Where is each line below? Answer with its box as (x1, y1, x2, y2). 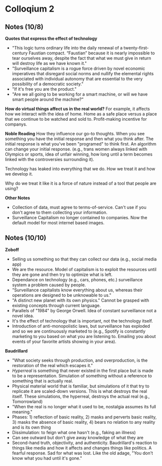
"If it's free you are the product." (12, 86, 77, 92)
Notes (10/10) (5, 234, 47, 242)
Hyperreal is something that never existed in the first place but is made (12, 368, 154, 373)
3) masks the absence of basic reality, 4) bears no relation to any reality (12, 419, 156, 425)
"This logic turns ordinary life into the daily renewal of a (12, 45, 123, 50)
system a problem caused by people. (12, 282, 86, 288)
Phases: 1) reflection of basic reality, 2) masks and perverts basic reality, (12, 414, 157, 420)
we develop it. (5, 171, 33, 177)
